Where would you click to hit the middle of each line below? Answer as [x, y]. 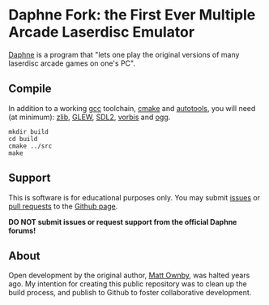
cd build [23, 139]
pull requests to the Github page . [63, 206]
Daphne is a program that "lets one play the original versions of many [124, 54]
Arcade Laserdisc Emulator [102, 32]
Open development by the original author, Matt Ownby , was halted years [129, 275]
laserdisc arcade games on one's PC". [72, 63]
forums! [22, 230]
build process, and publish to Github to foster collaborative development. [130, 293]
